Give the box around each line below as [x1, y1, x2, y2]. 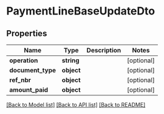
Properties [6, 28, 47, 39]
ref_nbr [9, 76, 32, 84]
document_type [9, 66, 56, 74]
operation [9, 56, 38, 65]
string [61, 56, 80, 65]
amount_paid [9, 86, 49, 94]
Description [86, 46, 121, 54]
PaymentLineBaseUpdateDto [6, 4, 155, 18]
